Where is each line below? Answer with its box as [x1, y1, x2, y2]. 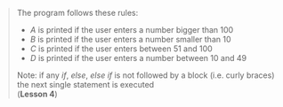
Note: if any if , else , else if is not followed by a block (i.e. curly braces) [16, 70, 275, 80]
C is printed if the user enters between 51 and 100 [29, 43, 213, 54]
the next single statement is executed [16, 80, 155, 89]
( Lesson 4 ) [16, 88, 59, 99]
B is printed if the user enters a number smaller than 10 [29, 34, 231, 44]
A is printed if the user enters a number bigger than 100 [29, 25, 234, 34]
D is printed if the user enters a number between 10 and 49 [29, 53, 247, 63]
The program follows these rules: [16, 8, 139, 18]
